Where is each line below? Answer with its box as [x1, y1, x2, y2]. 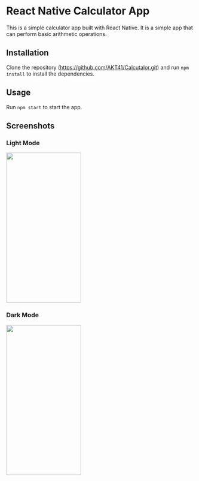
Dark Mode [6, 311, 39, 319]
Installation [6, 48, 49, 58]
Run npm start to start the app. [6, 103, 82, 110]
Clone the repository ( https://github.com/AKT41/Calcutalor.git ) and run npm [6, 64, 189, 71]
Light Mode [6, 139, 40, 147]
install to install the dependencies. [6, 70, 94, 77]
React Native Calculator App [6, 4, 150, 18]
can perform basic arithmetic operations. [6, 30, 107, 37]
